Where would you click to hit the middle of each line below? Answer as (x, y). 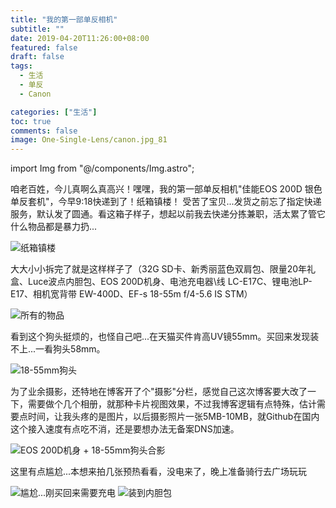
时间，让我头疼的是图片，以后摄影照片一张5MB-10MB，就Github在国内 (173, 417)
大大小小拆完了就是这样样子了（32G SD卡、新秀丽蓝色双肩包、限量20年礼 (163, 269)
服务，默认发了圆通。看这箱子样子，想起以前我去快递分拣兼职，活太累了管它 (168, 214)
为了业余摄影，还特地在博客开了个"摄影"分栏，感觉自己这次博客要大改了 (159, 392)
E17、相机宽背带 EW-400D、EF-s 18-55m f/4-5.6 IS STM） (131, 294)
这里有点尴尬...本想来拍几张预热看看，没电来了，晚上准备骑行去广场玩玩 (159, 472)
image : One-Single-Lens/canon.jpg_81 (89, 140)
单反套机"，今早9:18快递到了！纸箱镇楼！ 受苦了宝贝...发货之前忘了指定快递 (166, 202)
